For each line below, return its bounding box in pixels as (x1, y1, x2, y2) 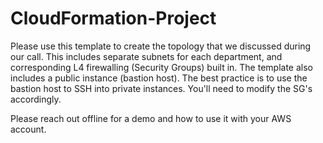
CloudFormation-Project (10, 7, 217, 30)
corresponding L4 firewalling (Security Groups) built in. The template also (10, 61, 313, 73)
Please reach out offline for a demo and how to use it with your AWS (10, 112, 292, 124)
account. (10, 123, 47, 135)
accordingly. (10, 93, 62, 105)
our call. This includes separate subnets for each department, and (10, 50, 283, 62)
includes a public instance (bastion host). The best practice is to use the (10, 72, 308, 84)
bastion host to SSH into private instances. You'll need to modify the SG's (10, 82, 313, 94)
